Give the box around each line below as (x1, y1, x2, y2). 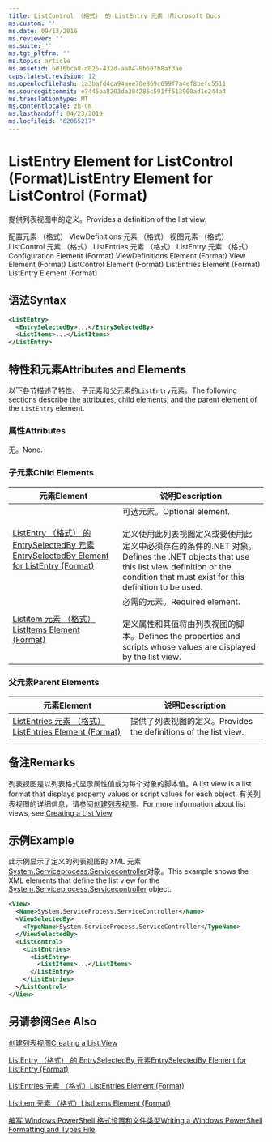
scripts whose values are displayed (122, 641, 257, 652)
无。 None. (8, 445, 43, 454)
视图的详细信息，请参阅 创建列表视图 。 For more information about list (15, 799, 246, 808)
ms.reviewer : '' (8, 34, 63, 43)
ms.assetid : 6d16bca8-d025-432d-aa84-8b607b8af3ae (8, 65, 183, 73)
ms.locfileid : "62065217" (8, 117, 96, 126)
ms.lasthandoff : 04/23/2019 (8, 110, 104, 118)
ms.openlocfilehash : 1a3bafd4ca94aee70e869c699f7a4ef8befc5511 (8, 79, 227, 87)
